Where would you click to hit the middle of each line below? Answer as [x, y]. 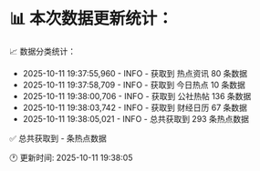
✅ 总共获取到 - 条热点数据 [58, 138]
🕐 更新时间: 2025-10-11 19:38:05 [71, 157]
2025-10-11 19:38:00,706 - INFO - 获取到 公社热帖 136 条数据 [137, 96]
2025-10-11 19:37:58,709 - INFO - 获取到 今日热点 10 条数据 [134, 85]
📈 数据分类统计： [42, 51]
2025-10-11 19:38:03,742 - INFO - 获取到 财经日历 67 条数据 [135, 107]
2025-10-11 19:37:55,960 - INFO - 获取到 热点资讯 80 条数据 [135, 73]
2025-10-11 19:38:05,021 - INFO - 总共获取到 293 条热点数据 [135, 118]
